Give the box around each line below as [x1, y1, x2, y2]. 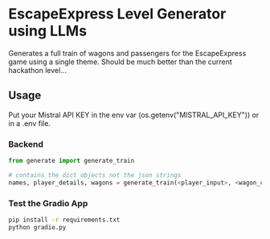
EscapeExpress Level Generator [8, 5, 227, 23]
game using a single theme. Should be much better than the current [8, 57, 233, 67]
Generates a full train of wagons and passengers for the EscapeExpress [8, 48, 247, 58]
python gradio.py [8, 223, 67, 231]
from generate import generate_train [8, 157, 135, 165]
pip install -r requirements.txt [8, 216, 121, 224]
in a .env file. [8, 118, 51, 128]
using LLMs [8, 22, 87, 40]
